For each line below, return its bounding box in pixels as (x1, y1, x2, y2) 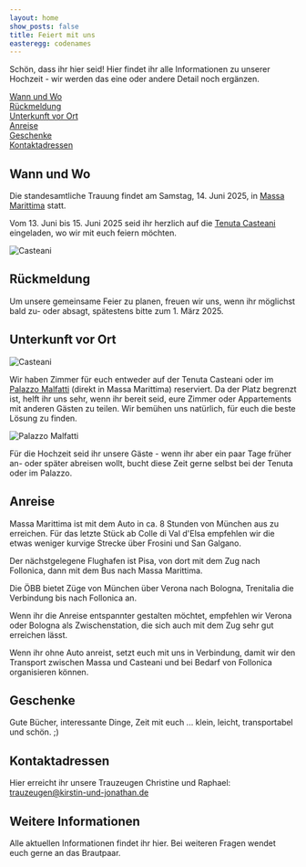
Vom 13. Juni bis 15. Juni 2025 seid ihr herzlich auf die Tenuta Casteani (9, 218, 276, 229)
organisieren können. (9, 666, 89, 677)
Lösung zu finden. (9, 413, 77, 423)
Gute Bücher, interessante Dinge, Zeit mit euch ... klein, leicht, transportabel (9, 717, 293, 728)
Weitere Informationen (9, 813, 141, 829)
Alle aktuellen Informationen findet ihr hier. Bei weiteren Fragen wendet (9, 837, 276, 849)
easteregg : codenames (9, 38, 92, 48)
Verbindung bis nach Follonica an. (9, 592, 138, 603)
